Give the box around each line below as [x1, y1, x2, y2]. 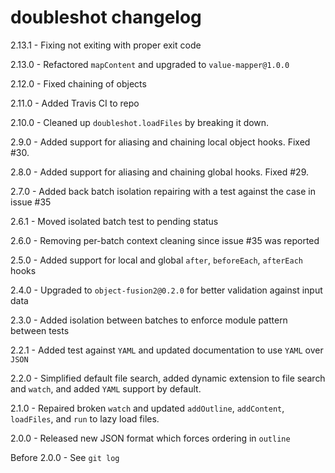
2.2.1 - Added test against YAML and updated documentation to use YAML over [10, 344, 324, 356]
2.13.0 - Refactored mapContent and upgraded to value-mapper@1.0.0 [10, 58, 290, 70]
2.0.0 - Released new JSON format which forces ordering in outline [10, 432, 291, 444]
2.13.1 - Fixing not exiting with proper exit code [10, 39, 202, 51]
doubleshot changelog [10, 6, 202, 29]
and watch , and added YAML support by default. [10, 382, 202, 395]
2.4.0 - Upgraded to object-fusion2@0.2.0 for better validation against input [10, 284, 323, 296]
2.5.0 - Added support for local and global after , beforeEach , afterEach [10, 254, 304, 266]
